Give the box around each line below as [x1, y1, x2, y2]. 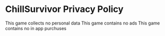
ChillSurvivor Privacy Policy [5, 3, 124, 15]
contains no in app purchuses [5, 25, 67, 31]
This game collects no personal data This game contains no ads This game [5, 20, 160, 26]
